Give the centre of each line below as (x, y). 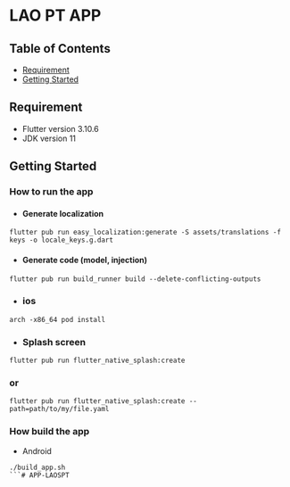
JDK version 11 (49, 138)
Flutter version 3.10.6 (61, 128)
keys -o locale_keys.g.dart (62, 240)
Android (37, 450)
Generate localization (63, 213)
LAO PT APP (55, 16)
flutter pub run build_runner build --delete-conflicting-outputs (135, 279)
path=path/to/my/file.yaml (59, 409)
